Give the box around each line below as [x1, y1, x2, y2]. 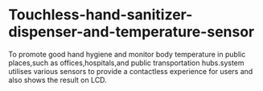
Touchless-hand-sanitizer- [8, 6, 193, 24]
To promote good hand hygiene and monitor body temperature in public [8, 49, 246, 59]
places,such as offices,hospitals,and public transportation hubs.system [8, 58, 245, 68]
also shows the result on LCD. [8, 75, 107, 85]
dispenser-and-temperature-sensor [8, 23, 255, 41]
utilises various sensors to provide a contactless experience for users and [8, 66, 253, 76]
